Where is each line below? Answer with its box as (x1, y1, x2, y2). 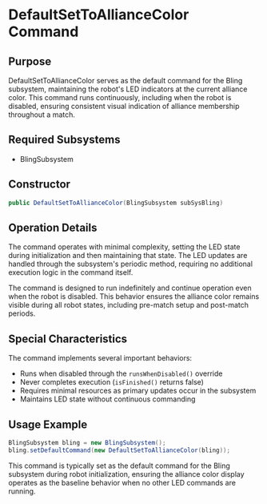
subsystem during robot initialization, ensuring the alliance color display (8, 469, 245, 478)
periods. (8, 308, 36, 318)
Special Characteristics (8, 332, 128, 345)
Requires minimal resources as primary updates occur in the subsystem (19, 386, 257, 396)
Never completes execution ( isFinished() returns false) (19, 377, 204, 387)
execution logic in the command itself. (8, 268, 133, 277)
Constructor (8, 178, 70, 192)
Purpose (8, 54, 52, 68)
